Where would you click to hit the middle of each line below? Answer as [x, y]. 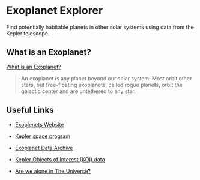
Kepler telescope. [28, 33]
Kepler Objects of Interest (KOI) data [60, 159]
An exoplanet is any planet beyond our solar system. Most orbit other [106, 78]
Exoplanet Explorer [55, 10]
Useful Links [30, 110]
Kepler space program [43, 136]
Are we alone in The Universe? [53, 171]
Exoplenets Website [39, 124]
